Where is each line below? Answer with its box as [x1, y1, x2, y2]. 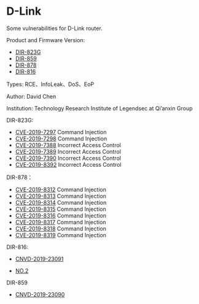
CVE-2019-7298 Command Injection [15, 135, 107, 142]
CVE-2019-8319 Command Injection [15, 231, 106, 238]
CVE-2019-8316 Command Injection [15, 211, 106, 219]
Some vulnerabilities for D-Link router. [6, 25, 103, 32]
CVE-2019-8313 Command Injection [15, 192, 106, 200]
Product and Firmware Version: [6, 36, 85, 44]
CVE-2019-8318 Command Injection [15, 225, 106, 232]
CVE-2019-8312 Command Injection [15, 186, 106, 193]
